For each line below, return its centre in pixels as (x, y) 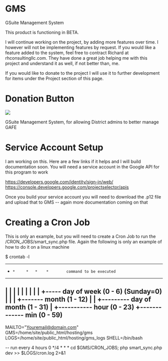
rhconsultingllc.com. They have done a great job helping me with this (76, 58)
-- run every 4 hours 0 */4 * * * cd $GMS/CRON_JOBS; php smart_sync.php (84, 347)
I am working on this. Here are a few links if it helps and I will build (73, 161)
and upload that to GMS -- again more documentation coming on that (77, 202)
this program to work (27, 172)
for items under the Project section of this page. (54, 78)
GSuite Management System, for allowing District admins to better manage (82, 122)
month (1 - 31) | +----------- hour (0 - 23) (70, 307)
